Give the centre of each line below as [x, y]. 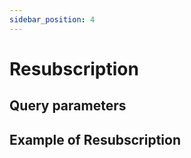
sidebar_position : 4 [52, 19]
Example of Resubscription [95, 139]
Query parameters [68, 106]
